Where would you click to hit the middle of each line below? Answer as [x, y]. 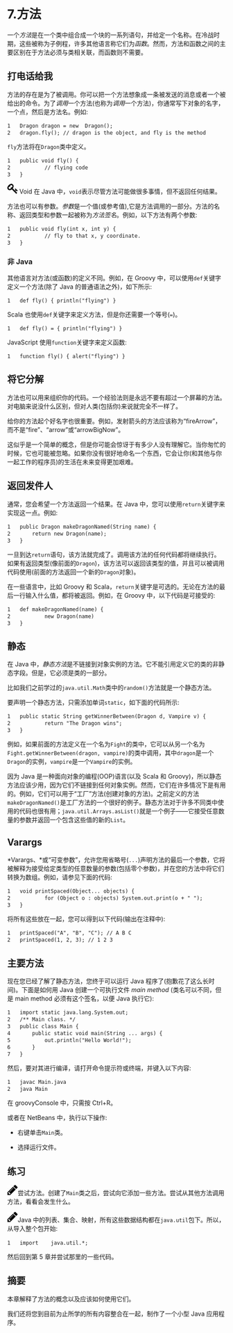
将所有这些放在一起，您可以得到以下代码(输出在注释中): [86, 919]
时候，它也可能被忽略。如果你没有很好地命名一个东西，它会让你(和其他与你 [115, 453]
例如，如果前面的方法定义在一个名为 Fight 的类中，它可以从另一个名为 [106, 744]
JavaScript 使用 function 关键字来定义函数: [67, 342]
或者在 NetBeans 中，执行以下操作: [57, 1118]
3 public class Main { [43, 1027]
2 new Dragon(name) [51, 616]
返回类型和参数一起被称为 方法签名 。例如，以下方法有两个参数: [108, 215]
